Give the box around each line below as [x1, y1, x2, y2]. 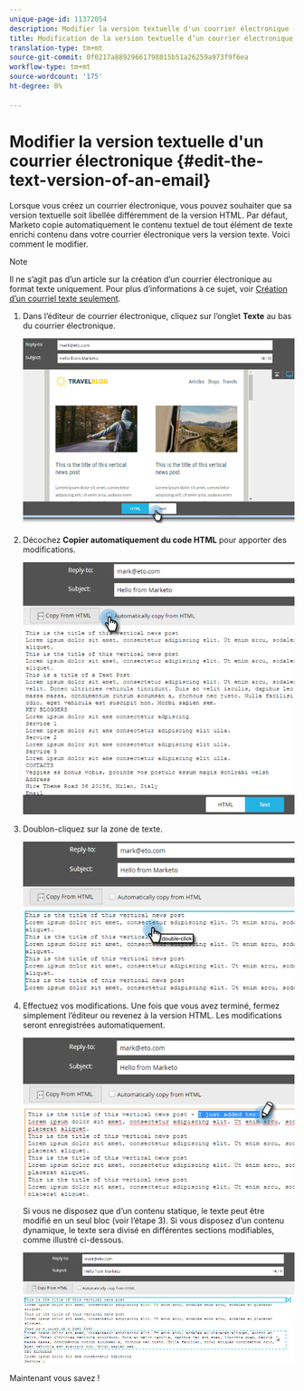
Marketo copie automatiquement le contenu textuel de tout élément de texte [9, 219, 293, 230]
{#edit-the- [176, 151, 264, 171]
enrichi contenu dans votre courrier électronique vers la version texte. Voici [9, 229, 290, 239]
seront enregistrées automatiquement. [22, 1020, 166, 1031]
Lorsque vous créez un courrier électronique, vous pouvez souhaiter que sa [9, 199, 292, 210]
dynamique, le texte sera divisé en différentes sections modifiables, [22, 1225, 275, 1236]
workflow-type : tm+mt [9, 63, 91, 72]
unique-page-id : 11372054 [9, 15, 107, 24]
